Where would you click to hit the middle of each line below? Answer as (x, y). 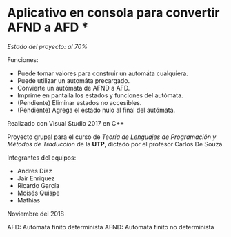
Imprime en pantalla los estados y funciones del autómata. (100, 95)
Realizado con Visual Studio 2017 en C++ (66, 123)
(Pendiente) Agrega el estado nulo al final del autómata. (96, 110)
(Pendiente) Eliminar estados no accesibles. (79, 102)
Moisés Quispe (38, 193)
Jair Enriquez (36, 178)
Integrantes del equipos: (42, 158)
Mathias (28, 200)
